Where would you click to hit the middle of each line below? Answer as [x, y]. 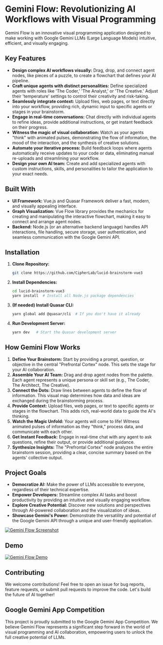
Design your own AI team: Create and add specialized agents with [79, 163]
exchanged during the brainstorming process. [58, 400]
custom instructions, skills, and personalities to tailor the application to [82, 169]
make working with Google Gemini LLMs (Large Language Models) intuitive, [81, 38]
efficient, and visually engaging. [37, 43]
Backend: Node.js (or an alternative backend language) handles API [80, 227]
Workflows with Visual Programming [81, 19]
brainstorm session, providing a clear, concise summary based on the [82, 452]
